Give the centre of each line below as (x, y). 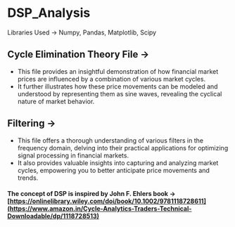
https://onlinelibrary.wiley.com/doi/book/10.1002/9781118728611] (108, 201)
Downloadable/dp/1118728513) (53, 216)
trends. (28, 178)
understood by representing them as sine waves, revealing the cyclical (120, 93)
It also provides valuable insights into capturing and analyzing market (118, 162)
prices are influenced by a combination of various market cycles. (112, 79)
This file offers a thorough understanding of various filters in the (110, 140)
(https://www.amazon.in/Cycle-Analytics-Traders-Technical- (100, 209)
